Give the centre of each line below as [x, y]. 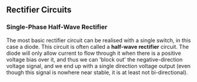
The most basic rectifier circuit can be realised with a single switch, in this [98, 40]
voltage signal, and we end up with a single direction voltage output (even [98, 66]
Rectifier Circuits [39, 10]
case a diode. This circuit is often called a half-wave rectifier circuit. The [98, 46]
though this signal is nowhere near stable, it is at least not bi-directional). [97, 72]
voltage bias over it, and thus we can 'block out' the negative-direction [95, 59]
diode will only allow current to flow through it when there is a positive [94, 53]
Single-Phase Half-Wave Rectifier [57, 27]
